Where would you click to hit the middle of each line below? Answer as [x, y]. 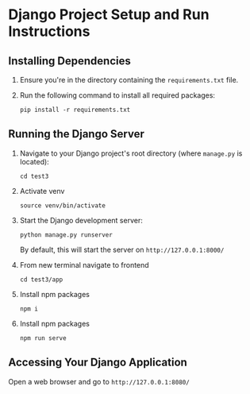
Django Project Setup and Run [109, 15]
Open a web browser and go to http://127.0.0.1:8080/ [99, 381]
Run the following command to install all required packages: [117, 95]
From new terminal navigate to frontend [84, 265]
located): [34, 161]
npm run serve [43, 338]
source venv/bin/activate [62, 205]
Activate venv [42, 191]
